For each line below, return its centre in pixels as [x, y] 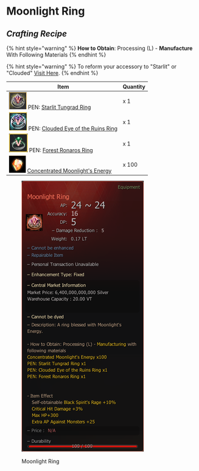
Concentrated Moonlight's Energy [69, 170]
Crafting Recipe [37, 34]
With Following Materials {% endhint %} [56, 55]
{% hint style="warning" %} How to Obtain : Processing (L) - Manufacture [100, 48]
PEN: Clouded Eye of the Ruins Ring [73, 128]
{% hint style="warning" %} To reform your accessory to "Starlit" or [92, 66]
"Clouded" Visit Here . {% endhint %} [52, 73]
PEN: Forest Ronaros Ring [61, 150]
